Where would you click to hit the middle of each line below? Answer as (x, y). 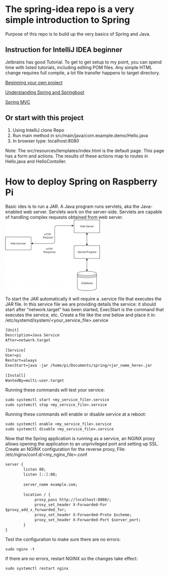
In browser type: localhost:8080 (46, 141)
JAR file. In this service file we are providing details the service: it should (81, 304)
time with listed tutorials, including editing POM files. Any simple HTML (79, 67)
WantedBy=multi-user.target (35, 380)
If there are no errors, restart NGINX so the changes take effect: (71, 558)
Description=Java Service (32, 335)
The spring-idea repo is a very (70, 9)
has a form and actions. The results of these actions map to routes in (77, 156)
